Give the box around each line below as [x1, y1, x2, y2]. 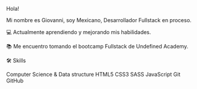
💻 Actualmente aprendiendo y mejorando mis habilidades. [6, 29, 151, 35]
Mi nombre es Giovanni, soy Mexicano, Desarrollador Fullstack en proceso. [6, 17, 192, 23]
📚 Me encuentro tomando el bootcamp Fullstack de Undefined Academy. [6, 43, 189, 50]
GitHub [6, 77, 24, 84]
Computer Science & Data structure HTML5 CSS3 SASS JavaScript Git [6, 71, 181, 78]
